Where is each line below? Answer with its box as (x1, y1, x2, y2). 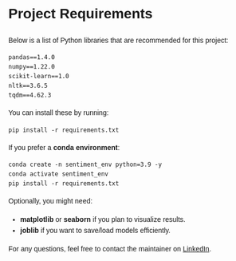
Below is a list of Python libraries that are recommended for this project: (8, 35, 229, 45)
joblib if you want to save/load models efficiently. (19, 226, 171, 235)
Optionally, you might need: (8, 196, 93, 206)
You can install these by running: (8, 109, 109, 117)
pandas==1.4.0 (8, 53, 56, 61)
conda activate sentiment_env (8, 170, 109, 178)
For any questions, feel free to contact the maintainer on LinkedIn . (8, 244, 212, 253)
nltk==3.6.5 (8, 82, 48, 90)
